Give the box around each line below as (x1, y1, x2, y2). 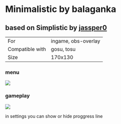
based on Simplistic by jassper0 (5, 23, 107, 32)
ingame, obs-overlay (50, 37, 100, 44)
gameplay (5, 92, 30, 99)
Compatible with (7, 46, 46, 52)
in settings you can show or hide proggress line (5, 113, 103, 119)
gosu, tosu (50, 46, 76, 52)
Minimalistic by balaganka (5, 3, 116, 15)
